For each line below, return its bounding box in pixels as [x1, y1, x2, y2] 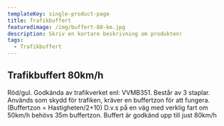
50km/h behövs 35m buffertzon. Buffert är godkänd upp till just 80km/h [7, 110, 217, 119]
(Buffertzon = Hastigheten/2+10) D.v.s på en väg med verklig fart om [7, 103, 208, 112]
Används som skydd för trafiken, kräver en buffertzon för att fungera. [7, 96, 210, 104]
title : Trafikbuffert [7, 17, 72, 24]
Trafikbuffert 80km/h [7, 69, 104, 81]
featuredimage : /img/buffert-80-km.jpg [7, 23, 126, 30]
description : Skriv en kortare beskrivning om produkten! [7, 30, 183, 38]
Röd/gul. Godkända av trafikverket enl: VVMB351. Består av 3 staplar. [7, 88, 210, 96]
